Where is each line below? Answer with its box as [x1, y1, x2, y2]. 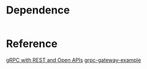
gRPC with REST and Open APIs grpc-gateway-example [6, 56, 142, 63]
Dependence [6, 4, 70, 17]
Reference [6, 37, 57, 50]
